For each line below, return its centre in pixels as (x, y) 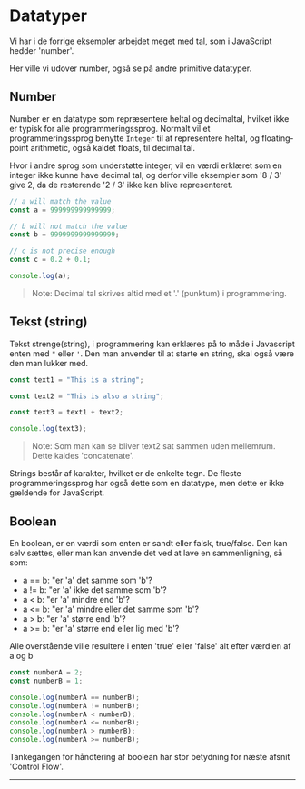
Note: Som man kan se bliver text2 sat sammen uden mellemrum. (153, 446)
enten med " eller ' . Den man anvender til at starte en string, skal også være (152, 353)
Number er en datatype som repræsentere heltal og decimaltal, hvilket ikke (149, 118)
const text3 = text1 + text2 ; (67, 413)
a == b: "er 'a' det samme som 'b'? (87, 580)
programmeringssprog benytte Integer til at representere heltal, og (135, 138)
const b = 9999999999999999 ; (64, 235)
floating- (278, 138)
